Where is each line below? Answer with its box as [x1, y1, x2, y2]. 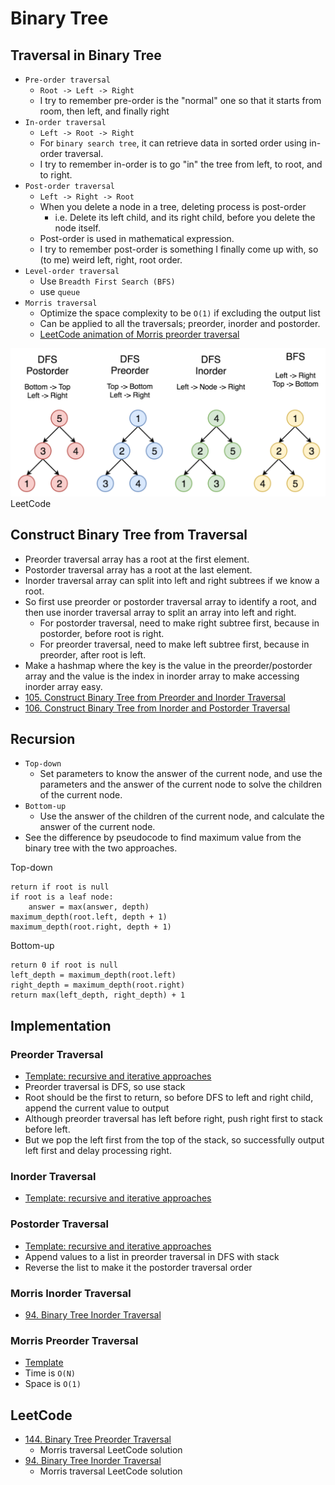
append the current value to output [24, 1102, 170, 1114]
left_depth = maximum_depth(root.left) [10, 970, 177, 981]
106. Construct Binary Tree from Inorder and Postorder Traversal [24, 702, 291, 714]
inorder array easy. [24, 680, 103, 692]
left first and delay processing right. [24, 1145, 172, 1157]
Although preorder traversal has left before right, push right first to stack [24, 1113, 323, 1125]
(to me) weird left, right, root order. [39, 254, 183, 266]
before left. [24, 1123, 71, 1136]
